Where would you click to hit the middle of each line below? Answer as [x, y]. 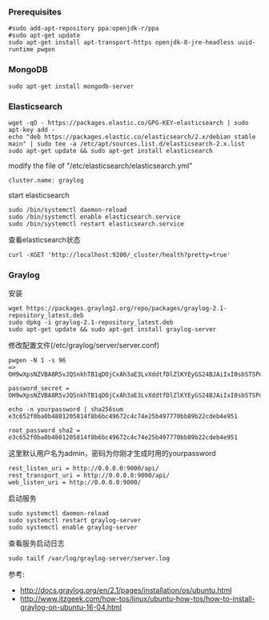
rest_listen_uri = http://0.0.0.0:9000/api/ [84, 469]
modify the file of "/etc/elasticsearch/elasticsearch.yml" [100, 166]
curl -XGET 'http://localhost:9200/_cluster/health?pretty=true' [119, 254]
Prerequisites [35, 12]
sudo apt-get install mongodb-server [71, 86]
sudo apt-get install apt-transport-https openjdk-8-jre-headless [121, 42]
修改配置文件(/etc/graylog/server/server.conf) [84, 346]
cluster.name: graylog [46, 180]
